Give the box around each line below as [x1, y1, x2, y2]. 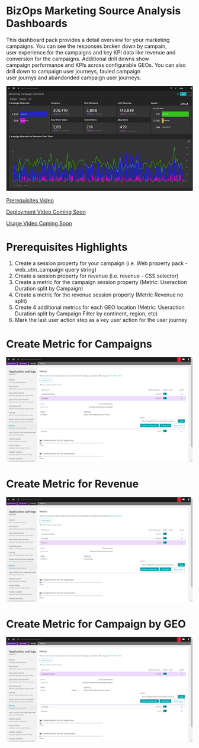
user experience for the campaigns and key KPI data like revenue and [6, 49, 176, 56]
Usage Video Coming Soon [6, 220, 72, 227]
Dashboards [6, 17, 68, 30]
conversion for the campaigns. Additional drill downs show [6, 55, 149, 62]
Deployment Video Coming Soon [6, 208, 86, 215]
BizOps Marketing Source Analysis [6, 4, 181, 18]
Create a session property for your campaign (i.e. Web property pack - [14, 260, 188, 267]
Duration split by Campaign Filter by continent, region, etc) [14, 310, 158, 317]
